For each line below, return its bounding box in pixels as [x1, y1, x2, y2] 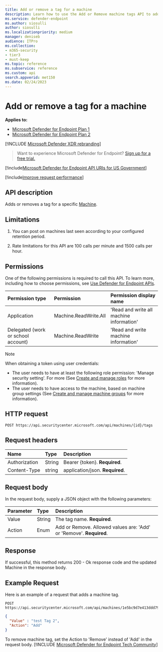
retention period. [12, 233, 46, 239]
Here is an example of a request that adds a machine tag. [5, 592, 120, 597]
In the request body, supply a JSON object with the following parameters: [5, 496, 152, 502]
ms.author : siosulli [5, 20, 47, 26]
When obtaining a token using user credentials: [5, 361, 99, 366]
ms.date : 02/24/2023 [5, 79, 47, 84]
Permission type [7, 295, 47, 302]
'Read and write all [110, 307, 153, 313]
